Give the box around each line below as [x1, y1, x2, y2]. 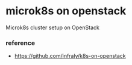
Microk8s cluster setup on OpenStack [5, 24, 100, 31]
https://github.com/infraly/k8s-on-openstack [14, 52, 126, 60]
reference [5, 39, 36, 47]
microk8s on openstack [5, 4, 127, 18]
